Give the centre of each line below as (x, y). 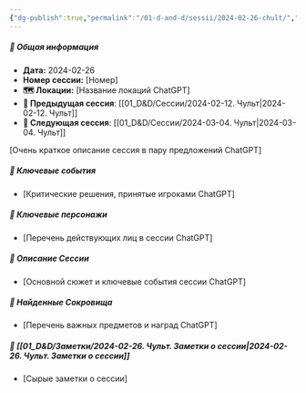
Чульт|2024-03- (265, 122)
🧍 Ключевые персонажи (58, 214)
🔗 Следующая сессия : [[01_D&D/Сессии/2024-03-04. (127, 122)
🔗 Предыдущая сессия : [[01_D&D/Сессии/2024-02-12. (128, 103)
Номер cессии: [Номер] (70, 79)
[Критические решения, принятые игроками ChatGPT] (128, 193)
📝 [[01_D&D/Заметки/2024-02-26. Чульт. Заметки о (112, 346)
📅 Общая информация (54, 47)
